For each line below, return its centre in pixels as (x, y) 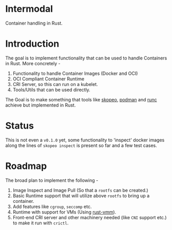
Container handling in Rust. (34, 23)
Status (20, 126)
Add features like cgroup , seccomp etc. (52, 206)
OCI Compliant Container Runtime (49, 79)
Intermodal (29, 9)
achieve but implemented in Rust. (41, 105)
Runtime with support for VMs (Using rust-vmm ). (64, 212)
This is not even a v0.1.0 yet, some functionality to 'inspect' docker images (85, 140)
